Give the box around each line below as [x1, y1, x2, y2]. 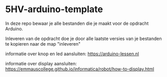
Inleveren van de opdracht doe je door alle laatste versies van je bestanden [5, 35, 162, 42]
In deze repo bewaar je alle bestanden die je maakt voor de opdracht [5, 20, 149, 26]
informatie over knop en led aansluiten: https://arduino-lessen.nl [5, 51, 139, 57]
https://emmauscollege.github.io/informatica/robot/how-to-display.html [5, 66, 154, 72]
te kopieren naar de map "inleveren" [5, 41, 81, 47]
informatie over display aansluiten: [5, 60, 77, 66]
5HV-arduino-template [5, 4, 103, 15]
